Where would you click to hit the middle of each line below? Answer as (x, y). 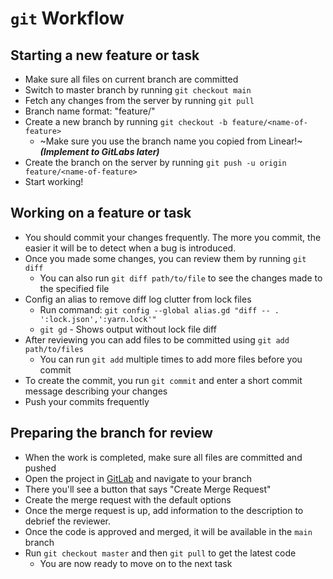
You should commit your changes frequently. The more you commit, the (173, 237)
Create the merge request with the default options (128, 499)
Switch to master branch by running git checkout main (138, 90)
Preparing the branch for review (111, 433)
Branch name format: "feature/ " (90, 111)
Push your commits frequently (87, 401)
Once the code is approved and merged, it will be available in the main (168, 531)
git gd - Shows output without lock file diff (128, 329)
